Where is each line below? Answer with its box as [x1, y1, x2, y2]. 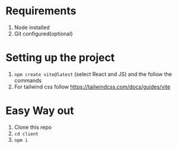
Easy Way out [5, 104, 74, 118]
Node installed [14, 24, 50, 31]
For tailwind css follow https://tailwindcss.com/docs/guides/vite [14, 83, 170, 90]
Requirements [5, 4, 77, 18]
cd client [14, 131, 39, 137]
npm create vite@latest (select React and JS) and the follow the [14, 70, 173, 78]
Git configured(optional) [14, 30, 73, 37]
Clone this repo [14, 123, 52, 131]
